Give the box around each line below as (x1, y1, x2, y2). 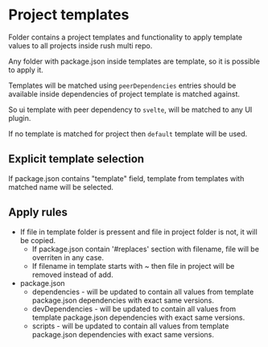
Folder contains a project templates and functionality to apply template (8, 32, 243, 42)
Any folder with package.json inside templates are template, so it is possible (8, 56, 260, 66)
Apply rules (8, 205, 68, 219)
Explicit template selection (8, 152, 145, 166)
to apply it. (8, 64, 44, 74)
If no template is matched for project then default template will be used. (8, 129, 248, 138)
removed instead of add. (31, 270, 114, 279)
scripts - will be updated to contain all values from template (31, 320, 229, 331)
